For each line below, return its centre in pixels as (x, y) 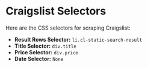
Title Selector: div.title (45, 46)
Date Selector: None (39, 59)
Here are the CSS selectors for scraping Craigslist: (68, 28)
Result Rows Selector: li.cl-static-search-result (78, 39)
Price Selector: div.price (46, 52)
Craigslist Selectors (56, 11)
